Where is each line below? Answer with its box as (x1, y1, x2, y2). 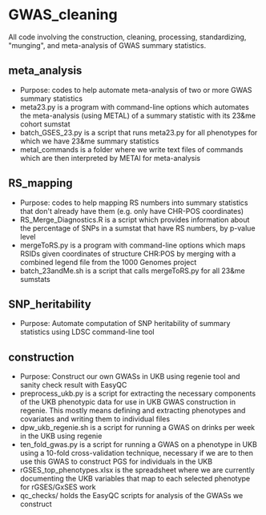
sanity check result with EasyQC (19, 380, 127, 390)
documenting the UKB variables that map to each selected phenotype (19, 474, 251, 484)
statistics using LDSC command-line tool (19, 327, 155, 337)
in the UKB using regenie (19, 431, 103, 441)
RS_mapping (8, 176, 74, 190)
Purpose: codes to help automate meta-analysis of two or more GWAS (19, 85, 252, 95)
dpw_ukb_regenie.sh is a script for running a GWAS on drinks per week (19, 423, 256, 433)
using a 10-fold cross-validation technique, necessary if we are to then (19, 449, 254, 458)
